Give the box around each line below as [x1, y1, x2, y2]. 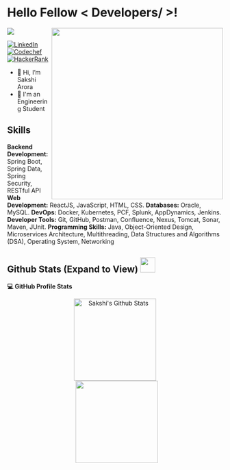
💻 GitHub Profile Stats [7, 282, 73, 290]
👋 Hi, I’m [16, 68, 41, 76]
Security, [7, 179, 33, 187]
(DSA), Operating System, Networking [7, 237, 114, 245]
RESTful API [7, 186, 41, 195]
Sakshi [16, 75, 36, 84]
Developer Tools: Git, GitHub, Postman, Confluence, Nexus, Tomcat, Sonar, [7, 215, 220, 223]
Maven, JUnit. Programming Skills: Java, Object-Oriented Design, [7, 223, 194, 231]
